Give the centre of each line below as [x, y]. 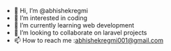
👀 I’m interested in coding [51, 18]
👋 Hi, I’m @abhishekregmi [51, 11]
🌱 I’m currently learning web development [74, 25]
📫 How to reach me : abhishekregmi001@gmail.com [89, 40]
